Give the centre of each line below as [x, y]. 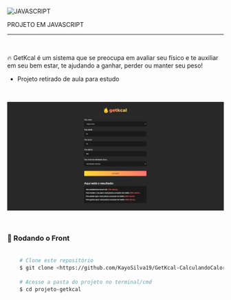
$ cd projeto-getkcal [50, 290]
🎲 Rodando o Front [38, 238]
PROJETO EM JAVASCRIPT [46, 24]
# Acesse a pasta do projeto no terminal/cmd [86, 282]
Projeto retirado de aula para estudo [68, 79]
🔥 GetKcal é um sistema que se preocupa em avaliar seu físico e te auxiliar [113, 57]
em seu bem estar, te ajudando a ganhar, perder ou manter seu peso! [105, 66]
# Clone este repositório [57, 260]
